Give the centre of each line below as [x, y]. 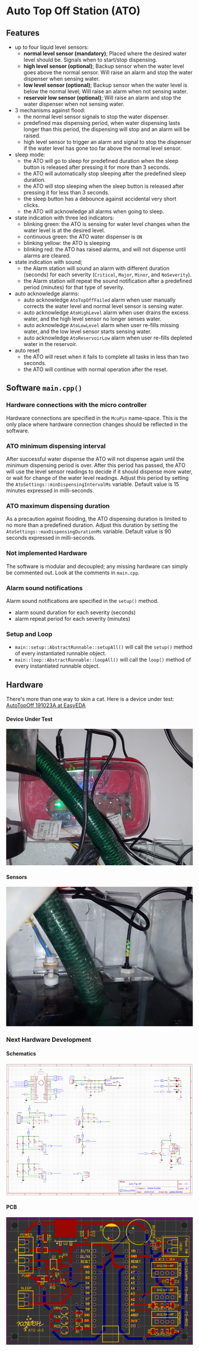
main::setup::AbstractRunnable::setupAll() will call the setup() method [103, 647]
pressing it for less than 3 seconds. [66, 192]
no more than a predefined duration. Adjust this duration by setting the [92, 525]
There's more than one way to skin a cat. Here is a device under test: [90, 699]
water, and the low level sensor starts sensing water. [88, 332]
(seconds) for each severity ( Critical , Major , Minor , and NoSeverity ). [107, 274]
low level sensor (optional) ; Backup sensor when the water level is [105, 85]
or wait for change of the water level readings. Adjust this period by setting [97, 477]
